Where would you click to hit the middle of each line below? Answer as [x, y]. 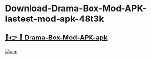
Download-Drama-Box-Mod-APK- [76, 9]
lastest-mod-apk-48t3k [55, 19]
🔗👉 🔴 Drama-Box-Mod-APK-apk [56, 37]
